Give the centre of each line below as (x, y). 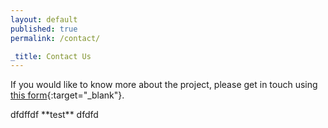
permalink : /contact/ (55, 38)
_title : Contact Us (51, 56)
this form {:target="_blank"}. (67, 95)
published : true (44, 29)
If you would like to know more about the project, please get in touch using (164, 85)
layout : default (44, 19)
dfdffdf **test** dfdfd (54, 115)
